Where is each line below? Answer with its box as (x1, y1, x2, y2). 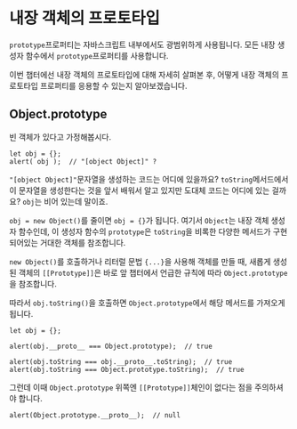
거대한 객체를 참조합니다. (39, 237, 126, 247)
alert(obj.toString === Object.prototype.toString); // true (9, 365, 245, 374)
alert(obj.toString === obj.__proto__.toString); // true (9, 357, 233, 366)
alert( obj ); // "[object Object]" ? (9, 157, 157, 166)
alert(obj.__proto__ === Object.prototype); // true (9, 342, 213, 351)
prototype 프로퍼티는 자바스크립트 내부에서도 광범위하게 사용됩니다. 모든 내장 (9, 39, 276, 50)
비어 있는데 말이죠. (44, 196, 108, 206)
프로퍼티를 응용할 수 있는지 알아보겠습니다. (39, 80, 188, 91)
